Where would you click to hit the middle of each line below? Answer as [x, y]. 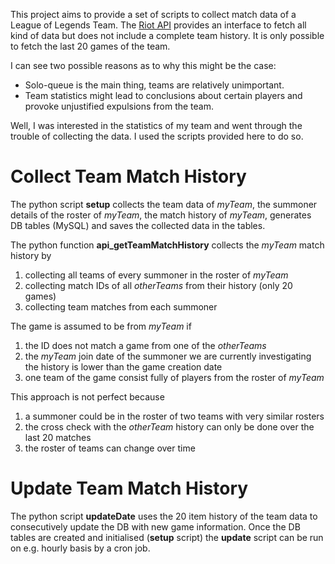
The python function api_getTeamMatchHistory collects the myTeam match [167, 245]
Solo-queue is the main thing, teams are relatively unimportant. [154, 85]
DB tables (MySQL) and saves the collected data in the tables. [138, 225]
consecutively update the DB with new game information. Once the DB [155, 526]
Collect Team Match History [128, 176]
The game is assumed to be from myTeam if [101, 326]
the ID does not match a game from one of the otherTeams [145, 345]
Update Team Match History [129, 488]
